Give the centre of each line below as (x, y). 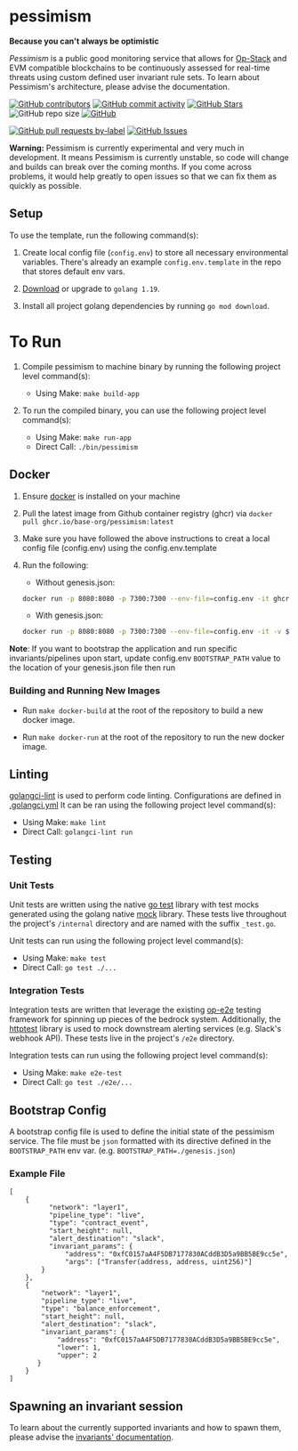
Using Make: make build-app (87, 393)
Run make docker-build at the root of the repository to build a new (143, 710)
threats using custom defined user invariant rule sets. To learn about (134, 77)
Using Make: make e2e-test (72, 1073)
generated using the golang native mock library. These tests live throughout (148, 914)
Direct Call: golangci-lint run (77, 832)
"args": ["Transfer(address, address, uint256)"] (159, 1262)
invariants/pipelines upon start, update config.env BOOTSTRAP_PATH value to (145, 658)
